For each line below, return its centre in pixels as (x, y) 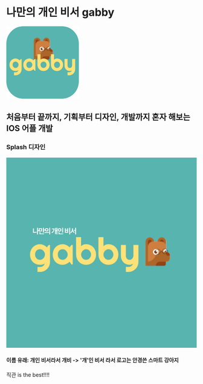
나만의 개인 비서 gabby (60, 12)
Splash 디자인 (26, 147)
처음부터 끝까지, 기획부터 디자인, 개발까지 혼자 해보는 (98, 117)
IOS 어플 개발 (30, 128)
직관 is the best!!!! (28, 374)
